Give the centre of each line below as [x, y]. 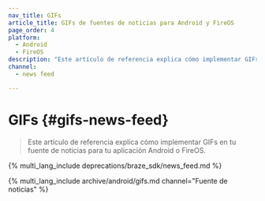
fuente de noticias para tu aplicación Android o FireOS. [117, 150]
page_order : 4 [32, 30]
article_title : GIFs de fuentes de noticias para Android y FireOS [121, 23]
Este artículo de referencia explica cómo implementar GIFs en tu [132, 142]
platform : [24, 37]
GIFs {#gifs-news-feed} [89, 120]
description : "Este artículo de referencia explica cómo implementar [125, 60]
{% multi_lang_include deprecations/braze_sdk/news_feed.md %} [115, 166]
